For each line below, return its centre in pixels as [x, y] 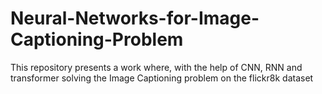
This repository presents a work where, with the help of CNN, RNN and [156, 67]
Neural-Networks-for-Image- [135, 18]
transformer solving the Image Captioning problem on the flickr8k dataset [162, 78]
